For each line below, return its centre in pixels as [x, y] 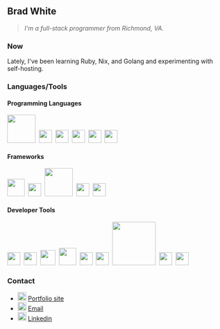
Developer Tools [31, 210]
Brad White [32, 11]
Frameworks [26, 156]
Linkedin [40, 318]
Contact [21, 280]
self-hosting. [25, 69]
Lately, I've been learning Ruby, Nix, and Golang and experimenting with [110, 61]
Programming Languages [44, 103]
